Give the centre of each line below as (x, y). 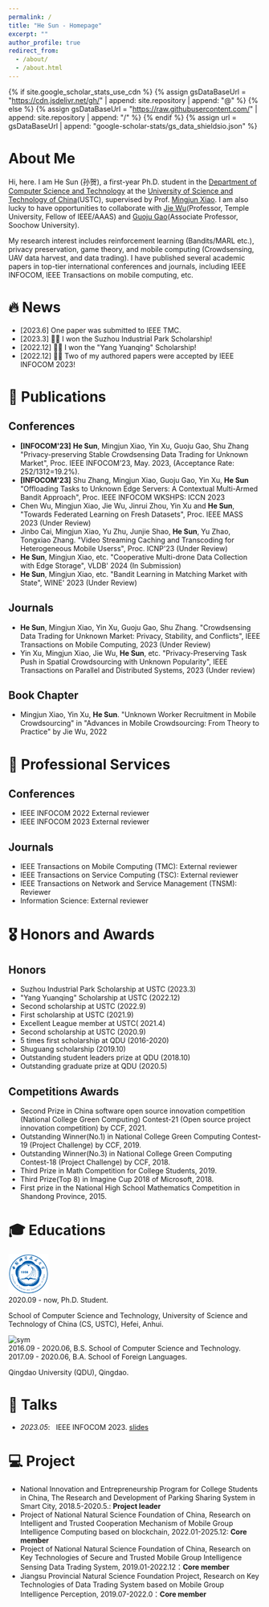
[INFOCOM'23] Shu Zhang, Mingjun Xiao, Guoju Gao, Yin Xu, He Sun (134, 480)
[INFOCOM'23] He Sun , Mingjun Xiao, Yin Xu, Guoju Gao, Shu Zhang (134, 446)
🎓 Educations (57, 1230)
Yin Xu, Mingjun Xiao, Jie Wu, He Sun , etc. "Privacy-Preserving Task (133, 653)
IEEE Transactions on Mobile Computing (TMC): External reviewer (128, 867)
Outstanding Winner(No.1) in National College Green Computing (125, 1136)
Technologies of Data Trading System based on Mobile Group (122, 1584)
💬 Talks (33, 1405)
